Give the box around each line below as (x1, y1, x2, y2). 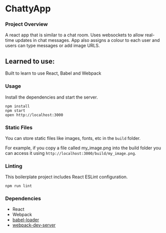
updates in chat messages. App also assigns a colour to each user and (15, 37, 160, 43)
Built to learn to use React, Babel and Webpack (5, 70, 101, 76)
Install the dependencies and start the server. (5, 94, 98, 100)
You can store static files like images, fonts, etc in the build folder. (5, 135, 141, 141)
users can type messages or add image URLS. (5, 43, 100, 49)
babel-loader (12, 217, 39, 223)
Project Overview (5, 21, 48, 28)
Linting (5, 162, 22, 169)
